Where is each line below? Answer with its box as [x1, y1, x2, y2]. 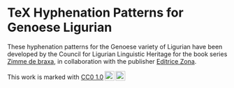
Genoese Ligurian [7, 19, 112, 35]
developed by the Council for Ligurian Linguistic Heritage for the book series [7, 50, 228, 58]
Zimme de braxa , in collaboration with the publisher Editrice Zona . [7, 57, 197, 65]
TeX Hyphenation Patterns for [7, 5, 184, 21]
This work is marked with [7, 73, 80, 81]
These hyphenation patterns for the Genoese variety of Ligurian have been [7, 42, 223, 51]
